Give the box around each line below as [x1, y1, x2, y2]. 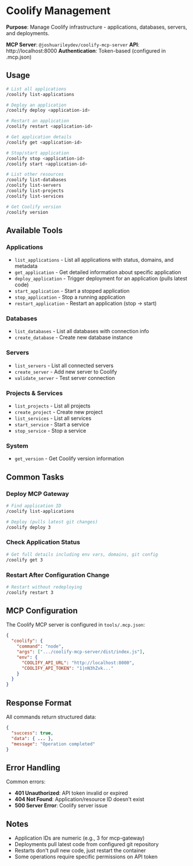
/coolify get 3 [6, 557, 43, 563]
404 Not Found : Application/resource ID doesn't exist [14, 796, 144, 803]
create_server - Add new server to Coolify [14, 368, 118, 375]
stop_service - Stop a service [14, 427, 87, 434]
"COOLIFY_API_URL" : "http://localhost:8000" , [21, 660, 135, 666]
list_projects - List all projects [14, 402, 91, 409]
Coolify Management [6, 4, 111, 18]
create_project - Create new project [14, 409, 104, 416]
